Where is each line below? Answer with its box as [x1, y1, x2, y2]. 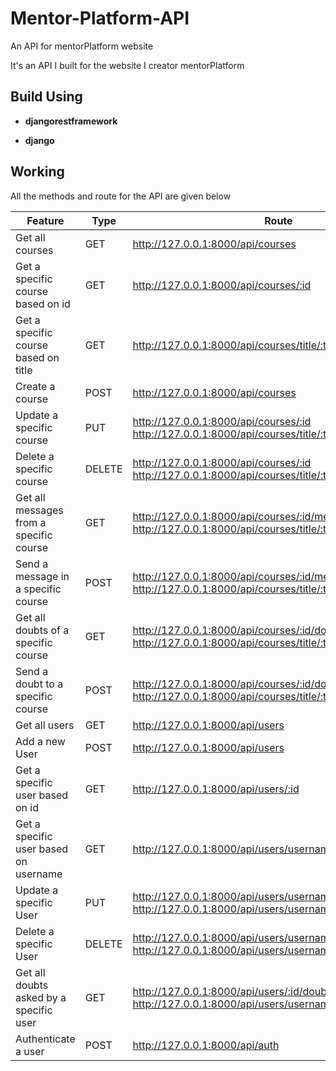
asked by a [15, 990, 67, 1004]
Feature [26, 213, 65, 227]
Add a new [15, 734, 66, 748]
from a [15, 515, 47, 529]
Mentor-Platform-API [10, 7, 190, 30]
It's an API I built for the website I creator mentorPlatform [10, 59, 245, 71]
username [15, 867, 63, 881]
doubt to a [15, 677, 64, 691]
